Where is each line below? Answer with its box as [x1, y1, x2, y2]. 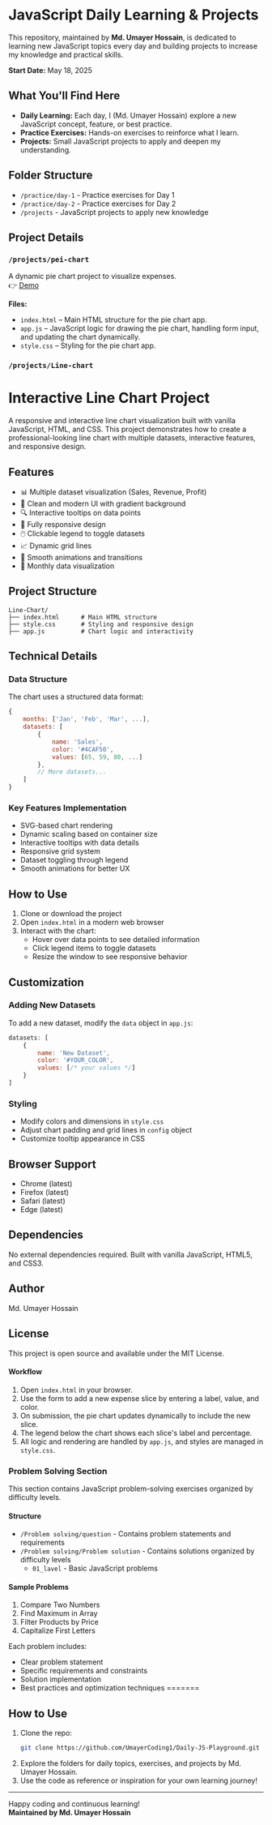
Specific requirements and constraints [19, 1666, 148, 1676]
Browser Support [8, 1157, 97, 1171]
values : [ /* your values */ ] [37, 1064, 136, 1072]
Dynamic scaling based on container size [19, 829, 158, 839]
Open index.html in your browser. [19, 1385, 134, 1394]
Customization [8, 975, 85, 989]
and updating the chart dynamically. [19, 332, 141, 342]
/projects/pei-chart [8, 255, 90, 264]
